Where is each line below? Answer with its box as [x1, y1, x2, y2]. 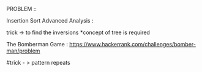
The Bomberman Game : [6, 41, 69, 48]
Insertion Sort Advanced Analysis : [6, 17, 94, 24]
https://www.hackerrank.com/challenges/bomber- [69, 41, 196, 48]
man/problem [6, 47, 40, 54]
